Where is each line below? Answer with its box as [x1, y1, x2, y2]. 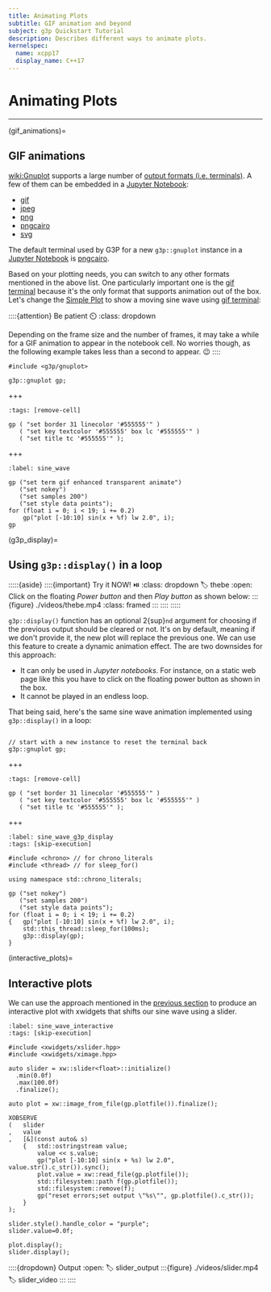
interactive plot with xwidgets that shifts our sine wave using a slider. [8, 1006, 237, 1017]
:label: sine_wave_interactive [8, 1022, 114, 1031]
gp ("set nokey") [8, 889, 67, 898]
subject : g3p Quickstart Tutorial [8, 27, 125, 35]
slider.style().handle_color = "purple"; [8, 1220, 150, 1228]
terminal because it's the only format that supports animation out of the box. [8, 286, 262, 295]
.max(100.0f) [15, 1079, 60, 1087]
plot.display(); [8, 1241, 63, 1249]
